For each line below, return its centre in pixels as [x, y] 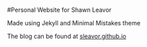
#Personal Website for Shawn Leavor [59, 10]
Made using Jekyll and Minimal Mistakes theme [74, 23]
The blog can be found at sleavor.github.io [67, 36]
